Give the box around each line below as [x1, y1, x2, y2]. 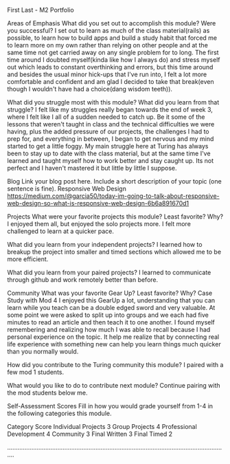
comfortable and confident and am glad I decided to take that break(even [7, 78, 214, 85]
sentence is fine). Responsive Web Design [7, 185, 127, 192]
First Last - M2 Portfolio [7, 6, 74, 14]
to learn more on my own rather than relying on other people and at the [7, 41, 208, 49]
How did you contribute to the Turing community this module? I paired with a [7, 361, 224, 368]
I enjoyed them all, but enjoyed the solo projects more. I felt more [7, 220, 191, 228]
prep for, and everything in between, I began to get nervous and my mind [7, 135, 214, 143]
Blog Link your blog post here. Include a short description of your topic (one [7, 177, 222, 185]
